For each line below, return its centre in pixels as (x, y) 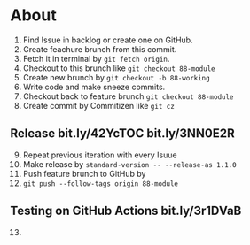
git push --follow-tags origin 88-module (100, 184)
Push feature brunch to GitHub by (84, 173)
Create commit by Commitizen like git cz (99, 105)
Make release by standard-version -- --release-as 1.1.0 (130, 164)
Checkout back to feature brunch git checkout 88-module (128, 96)
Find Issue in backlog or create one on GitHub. (108, 40)
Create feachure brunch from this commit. (100, 49)
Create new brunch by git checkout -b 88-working (117, 77)
